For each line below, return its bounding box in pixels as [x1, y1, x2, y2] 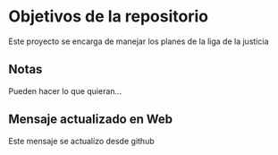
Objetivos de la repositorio [8, 6, 209, 27]
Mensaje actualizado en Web [8, 112, 173, 127]
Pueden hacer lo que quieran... [8, 85, 122, 96]
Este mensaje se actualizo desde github [8, 135, 155, 146]
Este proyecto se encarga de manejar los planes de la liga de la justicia [8, 36, 269, 47]
